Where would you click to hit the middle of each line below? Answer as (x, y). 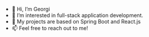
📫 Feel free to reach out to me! (50, 28)
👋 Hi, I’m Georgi (31, 9)
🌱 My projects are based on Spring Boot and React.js (76, 21)
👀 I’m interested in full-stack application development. (77, 15)
